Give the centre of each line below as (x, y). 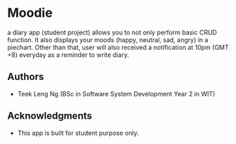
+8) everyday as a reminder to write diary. (68, 55)
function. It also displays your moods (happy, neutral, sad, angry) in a (108, 39)
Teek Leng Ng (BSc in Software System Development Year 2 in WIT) (116, 93)
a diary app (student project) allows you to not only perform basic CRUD (112, 32)
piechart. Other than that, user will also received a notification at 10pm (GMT (118, 47)
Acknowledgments (50, 116)
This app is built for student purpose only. (78, 133)
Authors (26, 77)
